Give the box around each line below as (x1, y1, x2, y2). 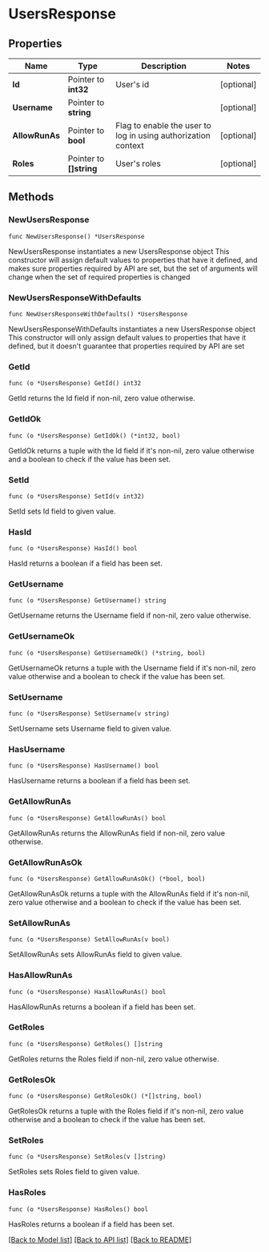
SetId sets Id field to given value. (8, 506, 116, 516)
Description (141, 61, 187, 71)
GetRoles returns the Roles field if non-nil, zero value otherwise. (8, 1054, 219, 1064)
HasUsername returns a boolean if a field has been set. (8, 776, 191, 786)
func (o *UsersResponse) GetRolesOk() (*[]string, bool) (8, 1093, 203, 1101)
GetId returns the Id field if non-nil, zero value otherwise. (8, 393, 196, 403)
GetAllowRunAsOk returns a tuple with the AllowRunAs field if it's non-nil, (8, 888, 251, 898)
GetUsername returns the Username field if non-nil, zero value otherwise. (8, 610, 251, 621)
